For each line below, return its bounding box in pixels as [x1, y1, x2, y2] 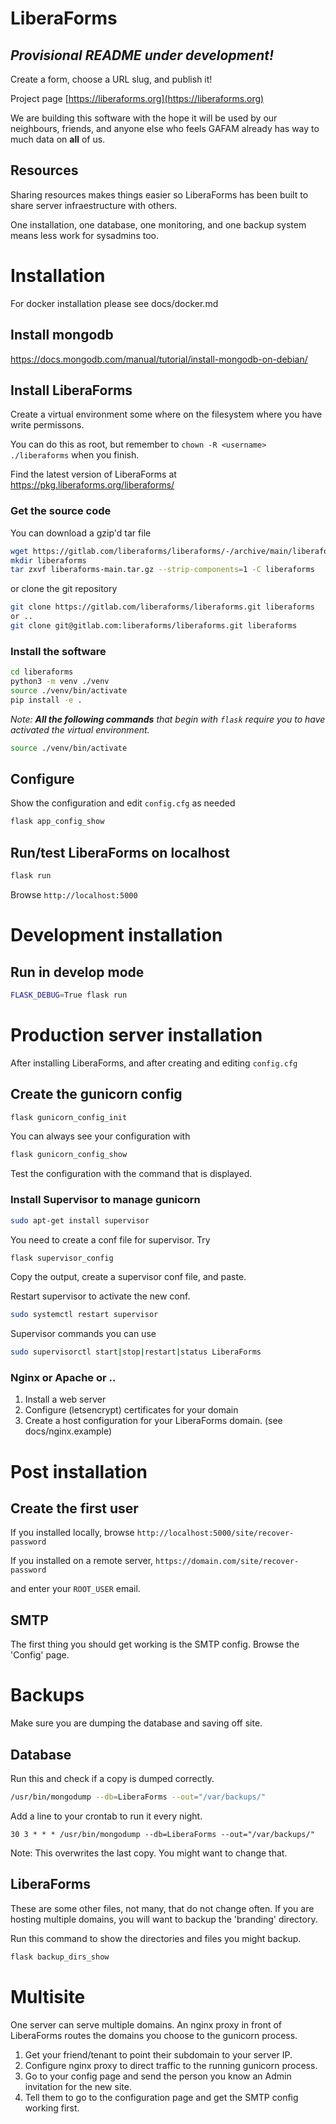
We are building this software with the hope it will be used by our [10, 112, 278, 124]
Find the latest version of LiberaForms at [10, 468, 177, 481]
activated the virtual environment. [10, 723, 150, 736]
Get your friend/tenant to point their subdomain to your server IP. [24, 2048, 293, 2061]
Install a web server [24, 1393, 107, 1406]
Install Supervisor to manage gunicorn [10, 1193, 201, 1207]
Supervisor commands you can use [10, 1328, 157, 1340]
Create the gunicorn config [10, 1086, 183, 1103]
